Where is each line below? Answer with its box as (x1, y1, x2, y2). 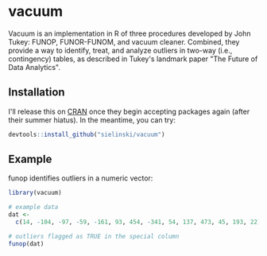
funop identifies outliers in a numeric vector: (8, 173, 153, 183)
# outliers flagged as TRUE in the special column (8, 232, 180, 240)
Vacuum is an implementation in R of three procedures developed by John (8, 29, 251, 38)
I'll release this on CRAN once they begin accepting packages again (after (8, 107, 250, 116)
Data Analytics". (8, 62, 61, 72)
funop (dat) (8, 239, 44, 248)
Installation (8, 86, 65, 99)
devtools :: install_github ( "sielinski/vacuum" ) (8, 130, 165, 138)
